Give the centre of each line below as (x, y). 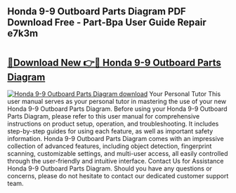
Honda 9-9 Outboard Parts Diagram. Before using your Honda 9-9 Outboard (117, 109)
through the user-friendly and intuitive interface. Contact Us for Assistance (116, 161)
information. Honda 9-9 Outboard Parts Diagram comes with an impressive (116, 139)
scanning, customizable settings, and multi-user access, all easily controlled (118, 153)
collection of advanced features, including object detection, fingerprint (110, 146)
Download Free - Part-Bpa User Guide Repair (107, 23)
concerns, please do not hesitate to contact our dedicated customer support (118, 176)
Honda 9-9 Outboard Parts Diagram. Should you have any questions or (110, 168)
